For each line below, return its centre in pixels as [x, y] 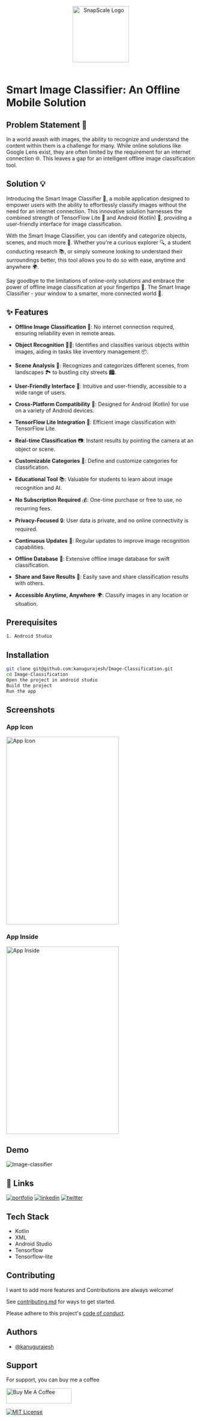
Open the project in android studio [52, 680]
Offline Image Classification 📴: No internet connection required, [95, 327]
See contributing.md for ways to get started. [61, 1302]
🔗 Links [20, 1183]
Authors [22, 1332]
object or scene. [35, 449]
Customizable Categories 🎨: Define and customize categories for [96, 460]
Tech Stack [28, 1217]
